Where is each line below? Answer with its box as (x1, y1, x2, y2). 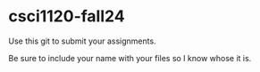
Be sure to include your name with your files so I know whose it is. (8, 52, 252, 63)
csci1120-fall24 (8, 6, 126, 27)
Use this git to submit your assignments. (8, 36, 157, 46)
